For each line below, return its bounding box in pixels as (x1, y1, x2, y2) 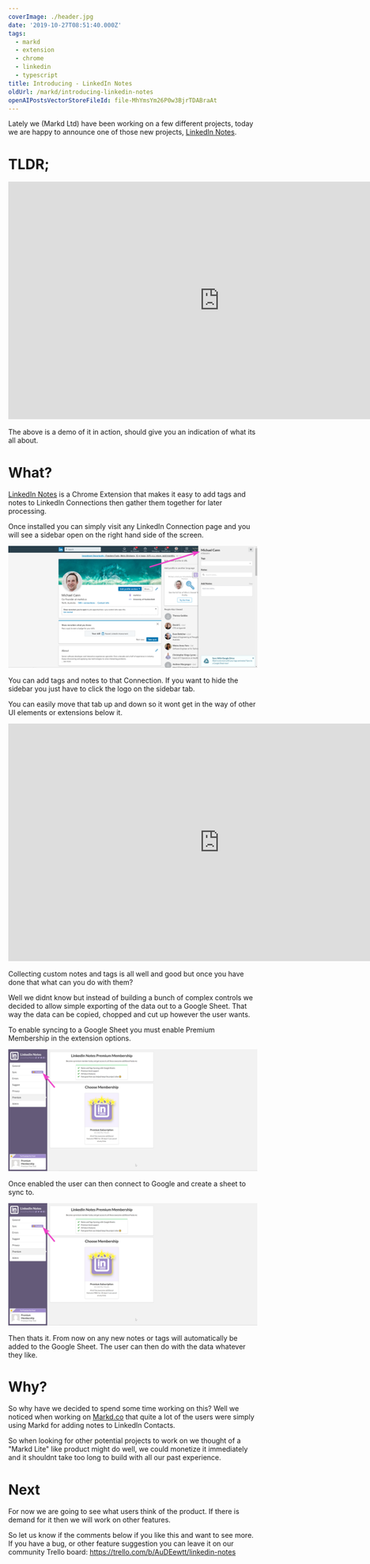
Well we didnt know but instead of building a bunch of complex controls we (8, 993, 253, 1003)
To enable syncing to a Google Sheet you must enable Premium (8, 1026, 215, 1035)
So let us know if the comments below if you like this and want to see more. (8, 1531, 255, 1540)
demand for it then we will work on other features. (8, 1515, 172, 1524)
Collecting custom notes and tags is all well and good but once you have (8, 969, 244, 979)
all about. (8, 436, 39, 445)
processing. (8, 507, 47, 516)
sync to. (8, 1188, 35, 1197)
